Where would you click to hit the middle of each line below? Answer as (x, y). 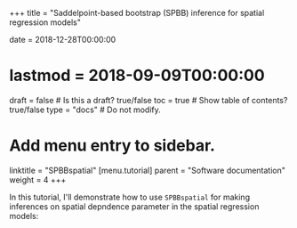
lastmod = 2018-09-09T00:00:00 (137, 76)
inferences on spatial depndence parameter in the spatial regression (134, 206)
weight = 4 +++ (38, 179)
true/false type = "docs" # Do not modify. (85, 110)
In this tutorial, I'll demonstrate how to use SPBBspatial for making (130, 197)
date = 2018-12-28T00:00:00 (63, 40)
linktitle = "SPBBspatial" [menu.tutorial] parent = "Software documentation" (148, 170)
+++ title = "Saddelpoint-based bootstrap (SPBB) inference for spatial (137, 13)
